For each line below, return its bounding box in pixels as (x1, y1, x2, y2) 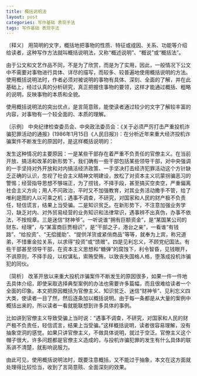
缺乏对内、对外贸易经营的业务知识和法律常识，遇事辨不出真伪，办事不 (16, 209, 186, 216)
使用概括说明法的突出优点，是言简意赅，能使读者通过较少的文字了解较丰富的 (6, 103, 191, 110)
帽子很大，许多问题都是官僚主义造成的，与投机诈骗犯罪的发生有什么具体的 (6, 337, 186, 344)
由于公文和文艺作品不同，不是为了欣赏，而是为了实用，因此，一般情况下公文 (6, 62, 191, 69)
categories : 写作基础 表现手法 (6, 19, 76, 25)
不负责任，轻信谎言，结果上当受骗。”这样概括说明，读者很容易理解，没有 (16, 322, 191, 329)
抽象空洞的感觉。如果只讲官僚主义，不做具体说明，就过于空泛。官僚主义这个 (6, 329, 191, 336)
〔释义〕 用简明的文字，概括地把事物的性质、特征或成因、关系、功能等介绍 (6, 42, 188, 49)
